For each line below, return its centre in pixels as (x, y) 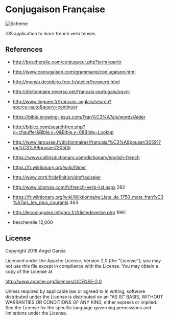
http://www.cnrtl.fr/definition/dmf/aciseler (57, 177)
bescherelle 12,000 (33, 222)
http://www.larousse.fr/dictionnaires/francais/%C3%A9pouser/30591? (87, 142)
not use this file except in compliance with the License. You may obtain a (82, 266)
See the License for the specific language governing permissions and (78, 307)
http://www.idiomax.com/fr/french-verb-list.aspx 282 (69, 187)
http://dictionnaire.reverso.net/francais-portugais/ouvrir (71, 92)
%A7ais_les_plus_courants (41, 202)
